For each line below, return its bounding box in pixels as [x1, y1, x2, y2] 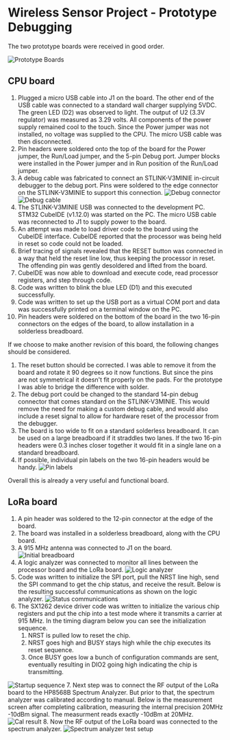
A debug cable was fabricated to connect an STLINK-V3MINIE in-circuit [17, 174, 220, 182]
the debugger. [17, 419, 58, 427]
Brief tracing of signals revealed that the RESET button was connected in [17, 246, 223, 255]
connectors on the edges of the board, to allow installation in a [17, 319, 194, 327]
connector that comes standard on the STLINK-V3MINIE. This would [17, 397, 210, 406]
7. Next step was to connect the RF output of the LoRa [66, 681, 219, 689]
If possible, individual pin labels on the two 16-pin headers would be [17, 455, 209, 464]
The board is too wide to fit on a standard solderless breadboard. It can [17, 426, 219, 435]
